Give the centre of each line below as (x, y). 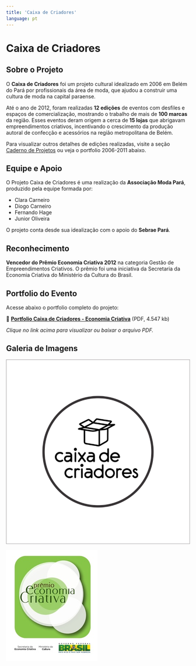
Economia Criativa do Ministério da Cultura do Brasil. (69, 275)
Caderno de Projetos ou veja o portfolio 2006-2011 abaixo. (76, 150)
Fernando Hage (33, 212)
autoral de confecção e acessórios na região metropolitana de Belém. (90, 132)
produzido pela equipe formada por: (50, 189)
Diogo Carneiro (33, 206)
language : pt (22, 18)
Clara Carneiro (32, 200)
